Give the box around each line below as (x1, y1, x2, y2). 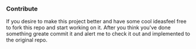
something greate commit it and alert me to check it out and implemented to (6, 30, 190, 37)
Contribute (6, 5, 38, 13)
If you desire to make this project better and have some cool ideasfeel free (6, 18, 187, 25)
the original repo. (6, 37, 48, 44)
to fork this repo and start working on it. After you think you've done (6, 24, 171, 31)
